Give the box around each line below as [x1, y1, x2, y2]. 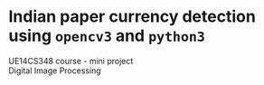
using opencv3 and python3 [8, 25, 205, 46]
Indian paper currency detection [8, 6, 257, 27]
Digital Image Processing [8, 65, 101, 76]
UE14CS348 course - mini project [8, 55, 134, 66]
